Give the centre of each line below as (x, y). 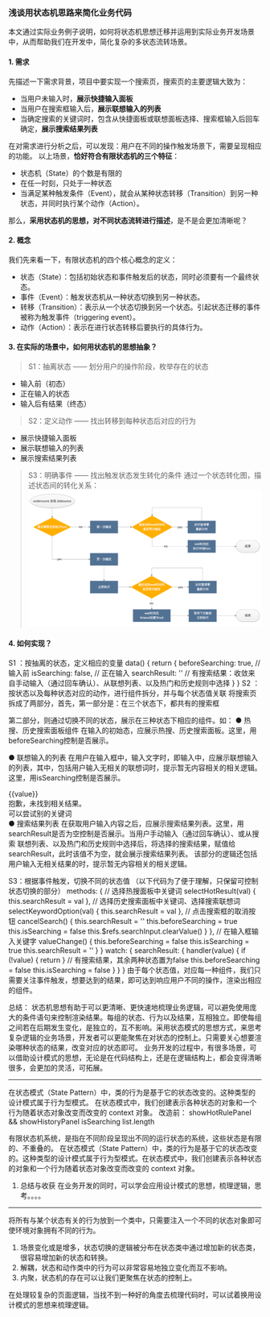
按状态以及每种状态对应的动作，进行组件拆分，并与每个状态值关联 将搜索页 (133, 693)
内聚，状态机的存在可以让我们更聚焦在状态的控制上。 (108, 1278)
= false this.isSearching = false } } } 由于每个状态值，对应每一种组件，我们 (131, 970)
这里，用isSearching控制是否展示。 (67, 777)
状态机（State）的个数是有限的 (71, 173)
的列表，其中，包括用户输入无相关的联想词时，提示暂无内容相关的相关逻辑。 (135, 768)
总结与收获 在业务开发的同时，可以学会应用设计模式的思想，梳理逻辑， (137, 1185)
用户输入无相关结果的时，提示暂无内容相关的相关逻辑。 (100, 864)
